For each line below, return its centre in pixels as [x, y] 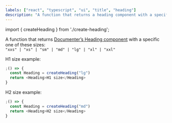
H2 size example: [24, 92]
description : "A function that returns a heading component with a [79, 15]
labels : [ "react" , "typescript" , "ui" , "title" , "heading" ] [71, 10]
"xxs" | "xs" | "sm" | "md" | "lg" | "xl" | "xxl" [60, 50]
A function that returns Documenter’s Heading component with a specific [82, 39]
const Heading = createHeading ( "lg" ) [50, 73]
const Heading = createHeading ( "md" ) [50, 106]
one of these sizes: [25, 44]
